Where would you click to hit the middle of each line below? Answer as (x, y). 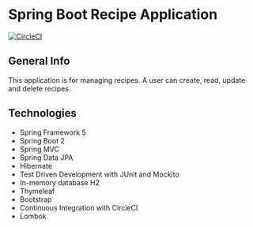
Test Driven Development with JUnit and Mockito (99, 174)
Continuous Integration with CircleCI (79, 207)
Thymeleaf (37, 191)
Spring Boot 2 (42, 140)
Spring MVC (40, 149)
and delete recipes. (40, 88)
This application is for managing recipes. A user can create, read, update (127, 80)
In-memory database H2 (60, 182)
